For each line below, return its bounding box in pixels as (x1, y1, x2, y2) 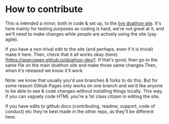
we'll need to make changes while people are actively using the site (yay (5, 31, 157, 37)
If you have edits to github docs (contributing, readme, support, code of (5, 103, 155, 109)
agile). (5, 36, 19, 42)
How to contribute (5, 4, 83, 15)
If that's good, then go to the (98, 56, 158, 63)
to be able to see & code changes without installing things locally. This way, (5, 88, 163, 94)
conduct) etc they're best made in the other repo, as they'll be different (5, 108, 154, 114)
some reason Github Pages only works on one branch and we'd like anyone (5, 82, 163, 89)
